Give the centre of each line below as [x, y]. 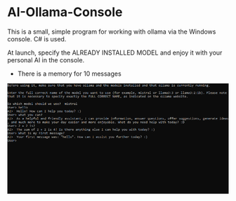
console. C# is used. [37, 39]
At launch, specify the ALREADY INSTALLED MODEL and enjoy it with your [115, 53]
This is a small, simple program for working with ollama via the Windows [112, 32]
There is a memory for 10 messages [69, 74]
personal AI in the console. [46, 60]
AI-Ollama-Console [65, 12]
